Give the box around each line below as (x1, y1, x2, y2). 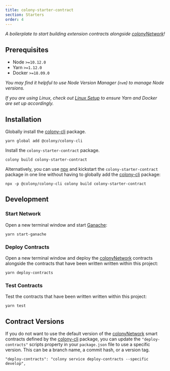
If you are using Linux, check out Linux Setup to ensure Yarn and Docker (5, 95, 157, 101)
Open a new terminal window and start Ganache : (5, 222, 108, 228)
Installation (5, 115, 42, 123)
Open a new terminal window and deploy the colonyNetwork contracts (5, 255, 153, 261)
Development (5, 195, 49, 204)
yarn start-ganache (5, 232, 47, 237)
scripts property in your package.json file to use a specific (29, 342, 151, 348)
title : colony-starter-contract (5, 7, 74, 13)
